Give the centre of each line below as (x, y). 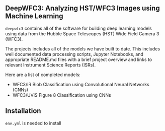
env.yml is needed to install (33, 123)
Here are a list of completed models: (43, 75)
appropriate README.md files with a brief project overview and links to (79, 59)
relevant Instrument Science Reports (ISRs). (51, 64)
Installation (23, 111)
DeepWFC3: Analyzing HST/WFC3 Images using (82, 8)
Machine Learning (34, 16)
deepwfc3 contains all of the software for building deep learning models (79, 28)
